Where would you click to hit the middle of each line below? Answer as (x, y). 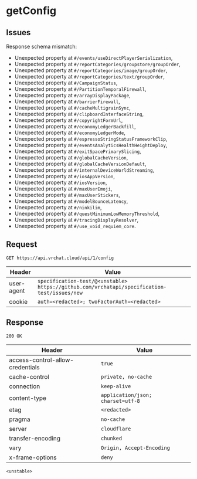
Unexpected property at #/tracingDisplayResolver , (77, 220)
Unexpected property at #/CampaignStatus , (66, 83)
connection (25, 386)
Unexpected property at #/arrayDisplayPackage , (72, 95)
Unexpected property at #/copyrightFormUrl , (69, 120)
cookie (18, 301)
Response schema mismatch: (42, 46)
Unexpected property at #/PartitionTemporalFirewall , (80, 89)
